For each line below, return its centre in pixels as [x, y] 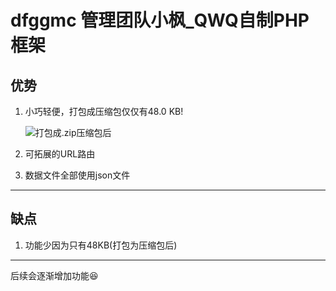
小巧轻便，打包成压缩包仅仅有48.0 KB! [104, 111]
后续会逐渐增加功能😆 [54, 275]
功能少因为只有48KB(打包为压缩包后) [101, 245]
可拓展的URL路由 [60, 154]
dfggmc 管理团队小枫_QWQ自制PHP [160, 20]
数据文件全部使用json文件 [77, 175]
